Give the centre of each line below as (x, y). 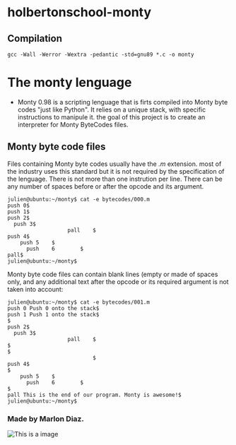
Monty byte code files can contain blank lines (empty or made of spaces (113, 274)
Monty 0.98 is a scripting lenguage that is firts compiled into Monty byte (123, 102)
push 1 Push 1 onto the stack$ (53, 314)
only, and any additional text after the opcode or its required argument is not (118, 281)
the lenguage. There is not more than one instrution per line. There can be (115, 179)
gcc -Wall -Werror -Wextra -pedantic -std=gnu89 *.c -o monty (101, 54)
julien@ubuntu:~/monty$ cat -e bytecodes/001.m (79, 302)
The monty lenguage (70, 83)
